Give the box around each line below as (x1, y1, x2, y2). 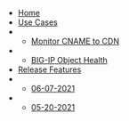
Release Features (17, 64, 82, 75)
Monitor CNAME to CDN (30, 36, 120, 46)
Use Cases (17, 17, 58, 28)
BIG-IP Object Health (30, 55, 109, 65)
